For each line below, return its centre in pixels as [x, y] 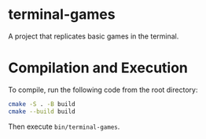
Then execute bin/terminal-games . [64, 126]
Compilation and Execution [98, 68]
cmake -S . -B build [42, 104]
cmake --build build [42, 112]
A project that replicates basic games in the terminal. [94, 36]
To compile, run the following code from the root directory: [103, 90]
